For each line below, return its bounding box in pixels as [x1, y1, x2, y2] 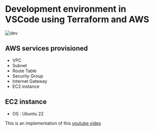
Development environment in [5, 3, 126, 15]
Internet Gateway [12, 78, 48, 84]
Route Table [12, 68, 37, 74]
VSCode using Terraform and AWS [5, 14, 150, 25]
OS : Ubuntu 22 [12, 110, 44, 116]
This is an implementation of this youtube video [5, 120, 101, 126]
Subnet [12, 62, 27, 68]
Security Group [12, 73, 43, 79]
